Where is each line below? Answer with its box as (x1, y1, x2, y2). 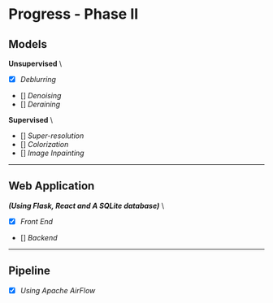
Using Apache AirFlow (19, 285, 96, 295)
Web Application (8, 180, 95, 193)
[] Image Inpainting (19, 148, 84, 158)
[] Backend (19, 232, 58, 242)
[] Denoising (19, 91, 62, 101)
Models (8, 37, 47, 51)
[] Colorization (19, 140, 69, 149)
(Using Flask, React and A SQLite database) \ (8, 201, 165, 210)
